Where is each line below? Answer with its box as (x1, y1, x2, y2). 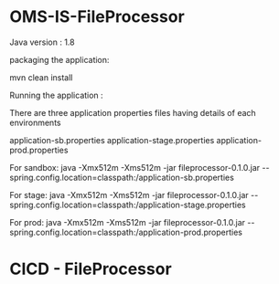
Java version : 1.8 (9, 37, 75, 47)
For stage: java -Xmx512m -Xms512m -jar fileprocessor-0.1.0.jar (9, 189, 249, 200)
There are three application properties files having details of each (9, 107, 256, 118)
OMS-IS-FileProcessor (9, 6, 185, 27)
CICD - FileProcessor (9, 258, 172, 279)
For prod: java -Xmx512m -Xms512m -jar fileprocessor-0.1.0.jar (9, 216, 245, 227)
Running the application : (9, 89, 103, 100)
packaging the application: (9, 54, 110, 65)
